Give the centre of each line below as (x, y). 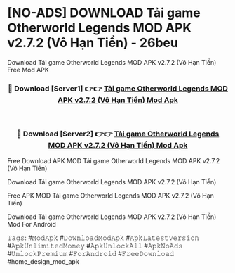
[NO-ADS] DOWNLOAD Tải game (104, 13)
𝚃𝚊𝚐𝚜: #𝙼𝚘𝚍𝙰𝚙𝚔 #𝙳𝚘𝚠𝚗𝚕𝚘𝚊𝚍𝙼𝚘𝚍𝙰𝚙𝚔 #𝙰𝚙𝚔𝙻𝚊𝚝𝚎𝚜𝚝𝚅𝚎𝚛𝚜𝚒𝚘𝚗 (103, 238)
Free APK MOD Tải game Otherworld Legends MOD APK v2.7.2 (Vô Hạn (110, 196)
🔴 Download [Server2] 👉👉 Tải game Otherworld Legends (118, 134)
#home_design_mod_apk (43, 261)
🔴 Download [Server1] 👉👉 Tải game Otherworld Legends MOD (118, 88)
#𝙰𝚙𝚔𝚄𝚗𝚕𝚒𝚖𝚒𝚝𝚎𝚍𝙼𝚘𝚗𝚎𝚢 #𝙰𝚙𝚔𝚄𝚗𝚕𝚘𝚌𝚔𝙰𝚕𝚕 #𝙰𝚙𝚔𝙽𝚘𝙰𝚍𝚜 (95, 246)
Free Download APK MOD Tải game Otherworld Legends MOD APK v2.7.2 (114, 160)
